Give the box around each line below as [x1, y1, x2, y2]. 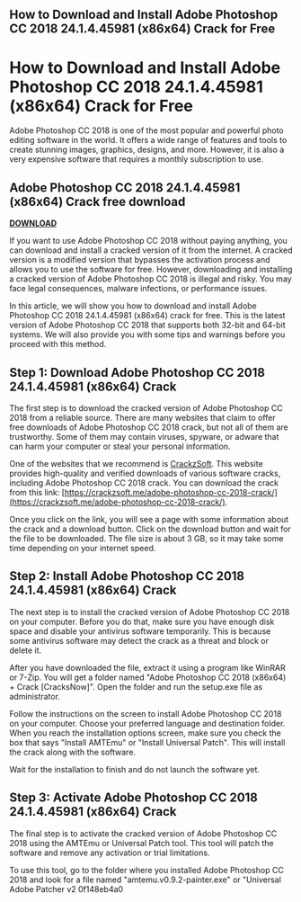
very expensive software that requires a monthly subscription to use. [9, 154, 264, 165]
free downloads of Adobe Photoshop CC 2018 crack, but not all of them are [9, 422, 289, 433]
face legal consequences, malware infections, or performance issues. [9, 283, 268, 294]
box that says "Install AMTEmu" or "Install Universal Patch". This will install [9, 737, 286, 747]
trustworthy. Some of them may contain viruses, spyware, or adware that [9, 431, 279, 442]
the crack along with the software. [9, 746, 137, 757]
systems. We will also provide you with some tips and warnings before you [9, 329, 286, 340]
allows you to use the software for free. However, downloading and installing [9, 264, 293, 275]
